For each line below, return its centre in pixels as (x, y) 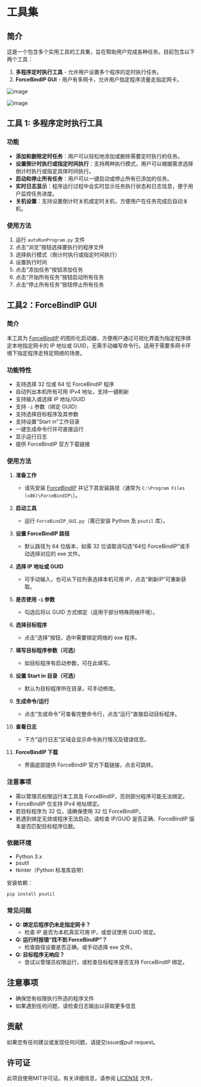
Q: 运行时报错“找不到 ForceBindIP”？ (61, 940)
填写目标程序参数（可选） (47, 650)
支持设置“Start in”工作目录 (47, 421)
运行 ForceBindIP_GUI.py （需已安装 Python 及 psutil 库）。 (96, 521)
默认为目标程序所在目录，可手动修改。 (71, 689)
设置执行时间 (31, 262)
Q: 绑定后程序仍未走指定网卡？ (53, 925)
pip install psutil (31, 894)
